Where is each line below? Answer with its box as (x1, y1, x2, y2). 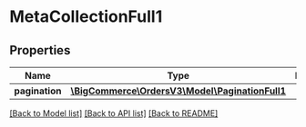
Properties (9, 43, 71, 58)
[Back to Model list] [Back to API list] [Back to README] (9, 108, 219, 119)
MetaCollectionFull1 (9, 6, 163, 27)
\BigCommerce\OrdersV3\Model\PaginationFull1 (70, 84, 287, 97)
